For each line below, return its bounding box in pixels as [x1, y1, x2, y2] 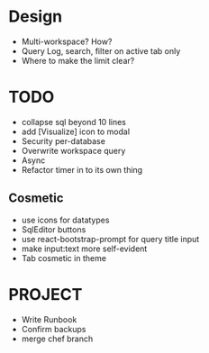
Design [8, 6, 63, 27]
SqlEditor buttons [21, 223, 86, 235]
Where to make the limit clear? [21, 55, 135, 66]
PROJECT [8, 284, 83, 304]
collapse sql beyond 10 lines [21, 116, 127, 127]
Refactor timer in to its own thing [21, 164, 143, 175]
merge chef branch [21, 333, 94, 344]
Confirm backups [21, 323, 86, 334]
